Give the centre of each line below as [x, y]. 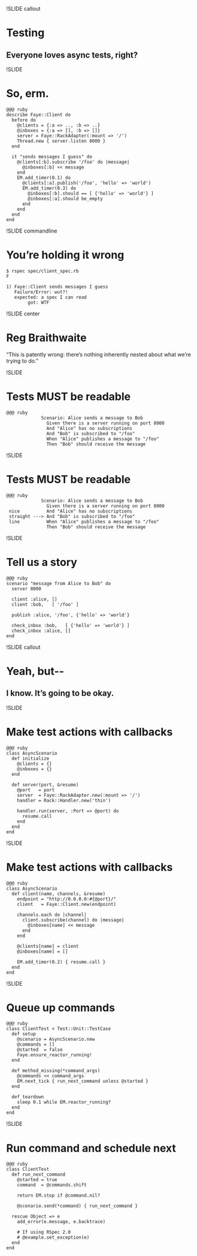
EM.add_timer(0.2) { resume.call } [61, 962]
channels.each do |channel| [52, 915]
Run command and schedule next [91, 1148]
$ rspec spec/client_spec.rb [43, 271]
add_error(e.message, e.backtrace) [61, 1222]
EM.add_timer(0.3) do [49, 188]
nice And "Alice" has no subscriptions [71, 511]
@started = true [37, 1180]
